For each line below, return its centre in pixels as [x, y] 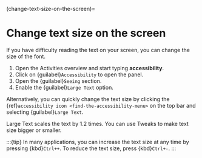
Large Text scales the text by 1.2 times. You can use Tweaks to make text [98, 123]
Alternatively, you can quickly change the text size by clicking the [88, 99]
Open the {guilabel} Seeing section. [58, 81]
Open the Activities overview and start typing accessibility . [89, 68]
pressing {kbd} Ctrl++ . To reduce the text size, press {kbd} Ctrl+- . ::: [91, 148]
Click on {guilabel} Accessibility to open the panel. [79, 74]
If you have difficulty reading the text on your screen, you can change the [98, 50]
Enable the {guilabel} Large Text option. [64, 87]
